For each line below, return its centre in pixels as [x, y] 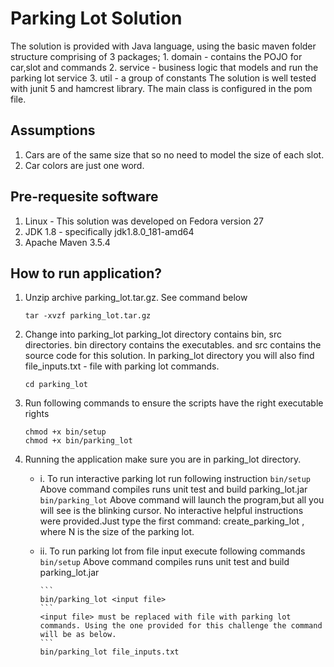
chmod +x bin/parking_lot [78, 441]
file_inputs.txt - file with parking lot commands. [122, 366]
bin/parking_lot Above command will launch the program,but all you [182, 500]
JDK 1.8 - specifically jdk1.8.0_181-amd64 [109, 231]
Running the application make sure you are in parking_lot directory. [163, 459]
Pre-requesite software [84, 197]
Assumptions [53, 130]
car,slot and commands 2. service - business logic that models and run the [164, 67]
